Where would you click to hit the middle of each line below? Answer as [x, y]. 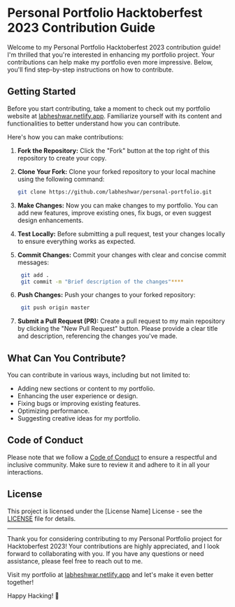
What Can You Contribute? [67, 358]
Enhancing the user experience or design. [78, 396]
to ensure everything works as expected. [76, 241]
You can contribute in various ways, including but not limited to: [99, 375]
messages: [33, 262]
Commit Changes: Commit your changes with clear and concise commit [122, 254]
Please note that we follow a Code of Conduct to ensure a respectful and [112, 457]
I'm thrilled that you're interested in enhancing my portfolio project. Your [111, 55]
